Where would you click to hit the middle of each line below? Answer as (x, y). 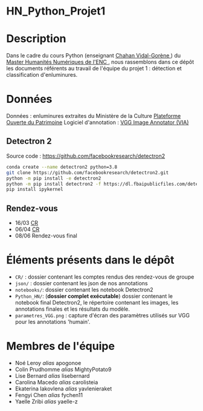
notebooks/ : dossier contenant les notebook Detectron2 (84, 290)
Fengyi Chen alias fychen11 (49, 395)
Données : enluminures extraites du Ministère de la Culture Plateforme (94, 116)
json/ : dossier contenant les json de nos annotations (81, 283)
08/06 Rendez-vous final (46, 236)
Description (36, 39)
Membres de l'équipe (60, 346)
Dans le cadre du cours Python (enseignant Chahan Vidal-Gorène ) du (94, 56)
